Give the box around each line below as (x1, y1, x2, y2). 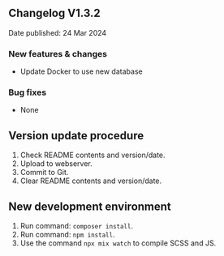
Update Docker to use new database (19, 66, 144, 76)
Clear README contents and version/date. (19, 176, 162, 186)
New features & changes (8, 48, 108, 59)
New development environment (8, 199, 172, 213)
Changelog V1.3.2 (8, 6, 101, 20)
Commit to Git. (19, 168, 69, 177)
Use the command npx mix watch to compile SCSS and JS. (19, 238, 217, 248)
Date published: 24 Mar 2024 (8, 28, 107, 37)
